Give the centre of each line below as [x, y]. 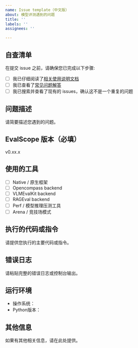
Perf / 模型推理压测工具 [37, 206]
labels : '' [17, 24]
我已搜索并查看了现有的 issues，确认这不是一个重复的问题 [73, 91]
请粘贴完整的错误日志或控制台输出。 [43, 273]
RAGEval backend [31, 199]
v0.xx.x [13, 152]
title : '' [16, 19]
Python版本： [27, 310]
